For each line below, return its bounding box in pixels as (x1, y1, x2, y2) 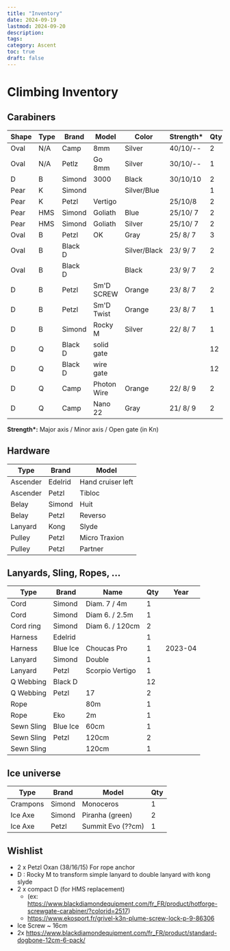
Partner (79, 543, 104, 553)
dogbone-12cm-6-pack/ (16, 936, 86, 944)
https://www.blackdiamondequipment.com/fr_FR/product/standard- (25, 929, 218, 937)
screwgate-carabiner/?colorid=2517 (27, 907, 129, 915)
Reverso (79, 510, 106, 520)
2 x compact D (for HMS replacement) (16, 885, 125, 893)
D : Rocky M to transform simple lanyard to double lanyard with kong (16, 871, 211, 878)
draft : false (7, 55, 44, 62)
